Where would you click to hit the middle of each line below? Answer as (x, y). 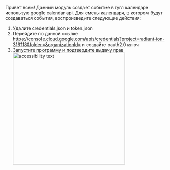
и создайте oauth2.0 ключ (111, 45)
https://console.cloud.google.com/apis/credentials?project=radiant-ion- (89, 39)
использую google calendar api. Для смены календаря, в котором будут (84, 13)
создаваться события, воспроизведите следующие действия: (73, 18)
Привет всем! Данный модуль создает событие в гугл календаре (77, 7)
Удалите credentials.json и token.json (53, 28)
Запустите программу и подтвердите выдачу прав (68, 50)
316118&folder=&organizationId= (47, 45)
